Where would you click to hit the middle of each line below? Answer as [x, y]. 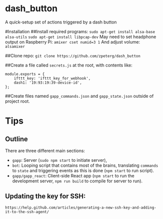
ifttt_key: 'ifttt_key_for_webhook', [52, 78]
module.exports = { [25, 74]
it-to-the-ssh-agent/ [27, 212]
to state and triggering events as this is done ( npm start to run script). [83, 170]
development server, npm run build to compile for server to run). [77, 181]
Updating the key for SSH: [46, 196]
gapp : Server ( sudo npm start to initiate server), [59, 160]
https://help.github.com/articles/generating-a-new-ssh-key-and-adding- [81, 208]
